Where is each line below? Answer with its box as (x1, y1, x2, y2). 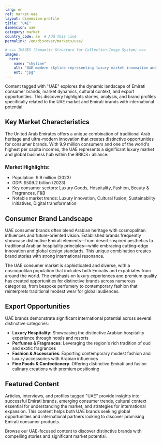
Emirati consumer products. (5, 418, 60, 425)
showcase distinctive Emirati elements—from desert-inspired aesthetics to (5, 237, 153, 243)
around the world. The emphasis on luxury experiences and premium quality (5, 273, 157, 279)
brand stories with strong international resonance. (5, 253, 105, 259)
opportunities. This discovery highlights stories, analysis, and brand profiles (5, 94, 156, 99)
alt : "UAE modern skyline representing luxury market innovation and (14, 66, 157, 70)
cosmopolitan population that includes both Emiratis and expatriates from (5, 267, 151, 273)
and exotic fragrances (12, 345, 56, 351)
